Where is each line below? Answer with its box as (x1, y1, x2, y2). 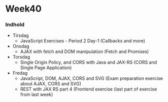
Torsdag (12, 54, 30, 60)
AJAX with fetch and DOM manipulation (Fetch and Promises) (20, 48, 149, 55)
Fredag (12, 70, 28, 76)
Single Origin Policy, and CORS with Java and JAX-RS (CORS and (20, 59, 157, 66)
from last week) (20, 91, 53, 97)
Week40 (5, 3, 42, 15)
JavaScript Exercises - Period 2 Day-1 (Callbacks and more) (20, 38, 146, 44)
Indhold (5, 21, 25, 28)
